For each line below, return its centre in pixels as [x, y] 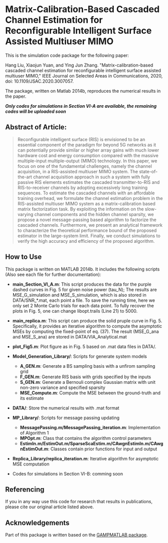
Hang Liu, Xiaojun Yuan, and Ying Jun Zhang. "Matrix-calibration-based [79, 65]
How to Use [24, 257]
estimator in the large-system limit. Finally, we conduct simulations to [89, 236]
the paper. [16, 96]
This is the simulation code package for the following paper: [67, 55]
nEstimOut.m [34, 449]
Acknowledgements [37, 523]
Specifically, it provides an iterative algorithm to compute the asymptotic [87, 326]
